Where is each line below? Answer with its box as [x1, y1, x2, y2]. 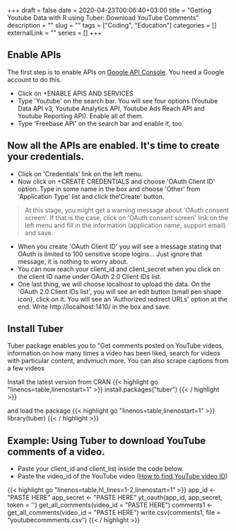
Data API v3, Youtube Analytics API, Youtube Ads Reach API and [17, 104, 205, 113]
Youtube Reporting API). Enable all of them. [17, 111, 144, 120]
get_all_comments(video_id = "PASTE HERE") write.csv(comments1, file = [7, 508, 221, 517]
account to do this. [7, 75, 62, 84]
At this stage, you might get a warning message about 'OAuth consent [24, 205, 230, 215]
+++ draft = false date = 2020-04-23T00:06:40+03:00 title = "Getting [7, 6, 212, 14]
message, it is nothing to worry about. [17, 257, 129, 265]
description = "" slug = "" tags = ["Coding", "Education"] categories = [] [7, 21, 217, 29]
